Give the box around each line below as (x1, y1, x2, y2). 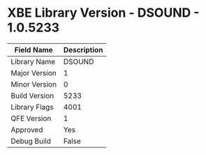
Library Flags (10, 102, 54, 112)
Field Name (14, 45, 54, 54)
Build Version (10, 91, 54, 101)
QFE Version (10, 113, 52, 123)
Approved (10, 124, 43, 134)
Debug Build (10, 136, 51, 146)
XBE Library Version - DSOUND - (7, 5, 200, 21)
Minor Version (10, 79, 57, 89)
